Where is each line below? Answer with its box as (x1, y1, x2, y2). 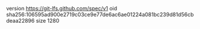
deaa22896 (6, 17, 35, 24)
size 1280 (35, 17, 60, 24)
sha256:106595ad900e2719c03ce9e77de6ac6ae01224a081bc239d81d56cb (6, 11, 194, 18)
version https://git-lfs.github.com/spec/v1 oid (6, 5, 118, 12)
